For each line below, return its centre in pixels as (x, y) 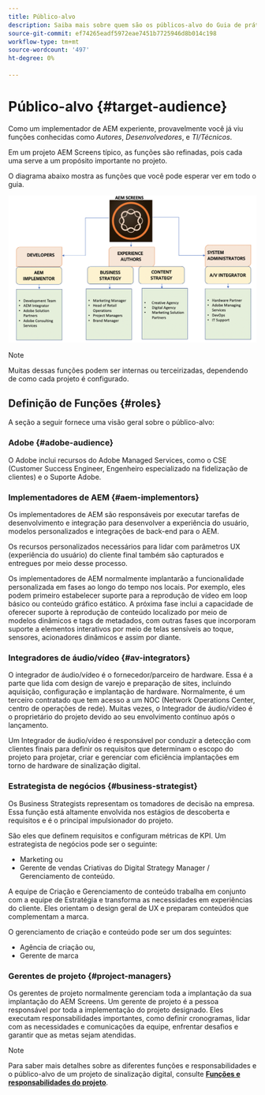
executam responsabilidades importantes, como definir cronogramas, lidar (129, 1018)
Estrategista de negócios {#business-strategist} (103, 786)
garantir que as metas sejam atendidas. (72, 1035)
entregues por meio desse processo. (68, 563)
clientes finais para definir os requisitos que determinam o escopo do (121, 749)
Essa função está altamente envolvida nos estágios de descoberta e (119, 812)
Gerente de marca (49, 955)
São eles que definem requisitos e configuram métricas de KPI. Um (117, 835)
